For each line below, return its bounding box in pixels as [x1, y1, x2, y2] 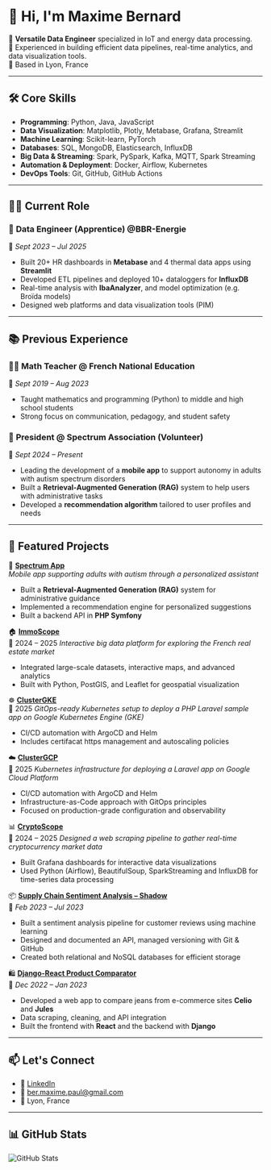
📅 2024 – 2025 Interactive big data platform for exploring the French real [8, 639, 252, 648]
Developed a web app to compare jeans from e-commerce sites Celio [19, 996, 252, 1006]
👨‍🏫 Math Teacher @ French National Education [8, 360, 195, 372]
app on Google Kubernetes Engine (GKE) [8, 713, 144, 722]
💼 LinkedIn [19, 1079, 56, 1089]
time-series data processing [19, 875, 115, 885]
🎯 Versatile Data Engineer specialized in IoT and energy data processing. [8, 34, 252, 44]
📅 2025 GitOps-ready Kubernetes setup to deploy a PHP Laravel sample [8, 704, 249, 714]
